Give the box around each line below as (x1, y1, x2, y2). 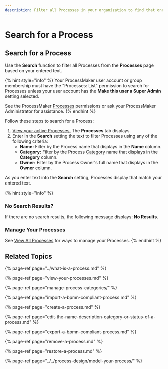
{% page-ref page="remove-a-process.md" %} (5, 339, 103, 345)
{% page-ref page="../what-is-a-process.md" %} (5, 265, 107, 271)
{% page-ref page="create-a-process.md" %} (5, 304, 101, 310)
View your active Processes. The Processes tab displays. (12, 127, 131, 133)
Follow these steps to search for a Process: (5, 118, 94, 124)
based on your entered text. (5, 67, 62, 73)
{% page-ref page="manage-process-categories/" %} (5, 285, 117, 291)
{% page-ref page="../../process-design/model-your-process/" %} (5, 358, 142, 364)
